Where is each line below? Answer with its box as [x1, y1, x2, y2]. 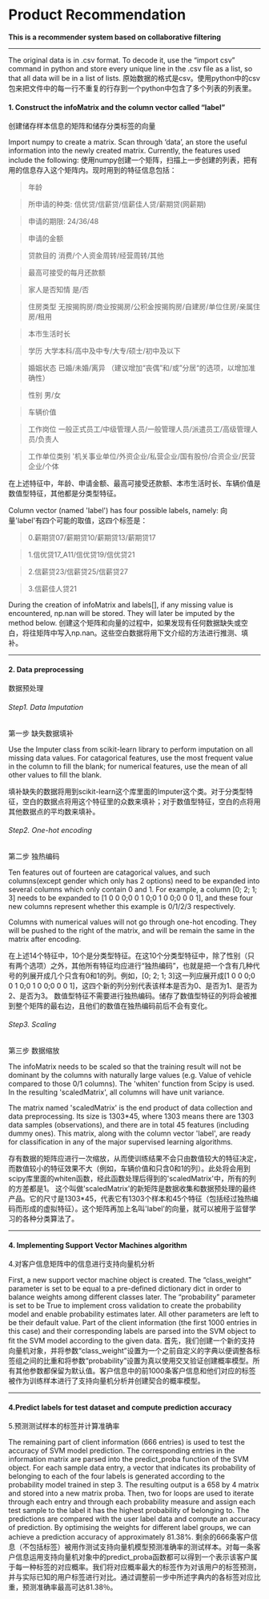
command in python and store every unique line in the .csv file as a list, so [8, 63, 253, 73]
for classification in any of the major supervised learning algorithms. [8, 1136, 234, 1146]
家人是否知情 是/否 [27, 285, 90, 295]
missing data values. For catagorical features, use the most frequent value [8, 753, 254, 762]
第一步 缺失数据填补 [8, 728, 74, 738]
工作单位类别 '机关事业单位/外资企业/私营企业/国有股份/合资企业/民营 [27, 451, 256, 461]
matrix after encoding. [8, 934, 82, 944]
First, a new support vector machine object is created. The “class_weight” [8, 1275, 252, 1285]
